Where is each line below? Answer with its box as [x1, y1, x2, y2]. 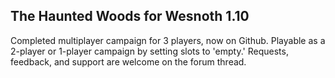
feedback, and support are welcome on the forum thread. [10, 55, 247, 68]
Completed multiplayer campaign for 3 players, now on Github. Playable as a [10, 34, 326, 46]
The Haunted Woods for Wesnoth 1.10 [10, 8, 250, 25]
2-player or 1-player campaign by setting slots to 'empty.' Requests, [10, 45, 289, 57]
